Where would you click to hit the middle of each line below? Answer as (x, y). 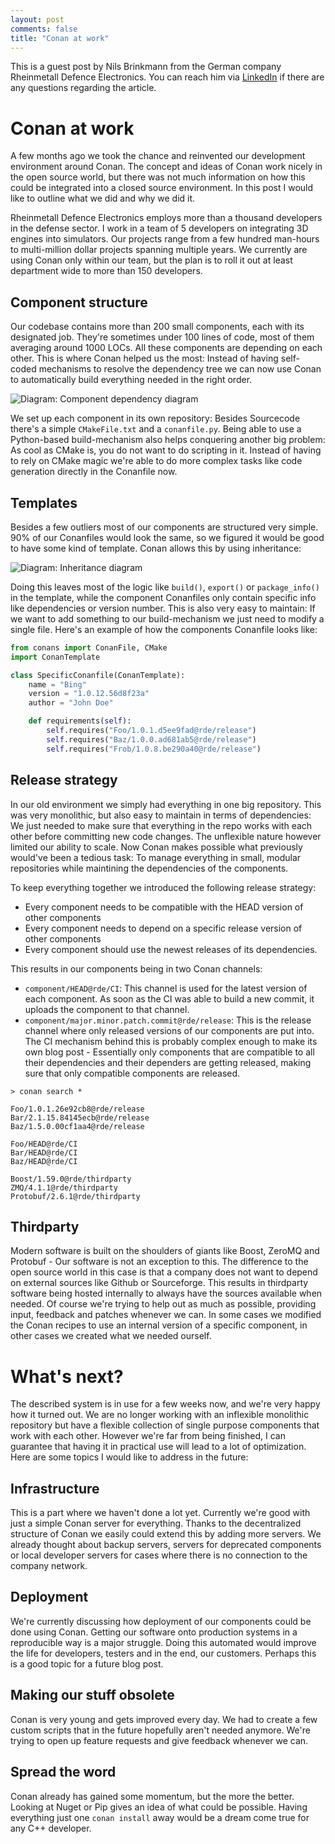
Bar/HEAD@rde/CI (44, 1152)
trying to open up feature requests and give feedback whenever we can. (159, 1740)
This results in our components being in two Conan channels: (136, 968)
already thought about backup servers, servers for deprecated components (166, 1545)
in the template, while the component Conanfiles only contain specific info (163, 597)
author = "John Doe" (71, 703)
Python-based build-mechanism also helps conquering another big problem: (168, 440)
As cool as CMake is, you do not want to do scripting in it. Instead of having (166, 450)
